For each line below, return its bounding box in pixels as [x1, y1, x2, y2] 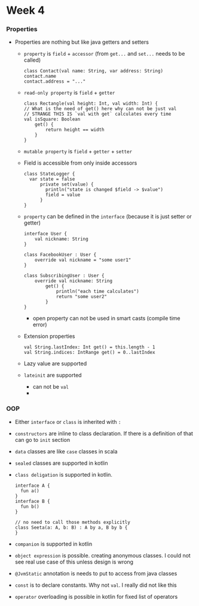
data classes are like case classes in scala [14, 447, 118, 455]
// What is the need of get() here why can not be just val [23, 106, 177, 112]
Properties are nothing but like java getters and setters [14, 38, 149, 46]
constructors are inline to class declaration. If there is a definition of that [14, 429, 193, 437]
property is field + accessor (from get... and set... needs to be [23, 50, 185, 57]
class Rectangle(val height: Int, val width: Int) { [23, 101, 158, 107]
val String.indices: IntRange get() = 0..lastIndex [23, 350, 155, 356]
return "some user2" [56, 294, 108, 300]
